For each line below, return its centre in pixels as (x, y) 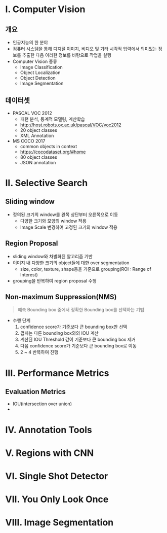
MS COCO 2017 (29, 141)
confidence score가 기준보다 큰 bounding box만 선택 (74, 327)
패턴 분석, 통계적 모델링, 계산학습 (52, 119)
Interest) (29, 274)
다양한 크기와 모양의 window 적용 (53, 221)
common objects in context (49, 146)
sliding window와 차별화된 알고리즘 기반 (52, 256)
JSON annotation (38, 162)
